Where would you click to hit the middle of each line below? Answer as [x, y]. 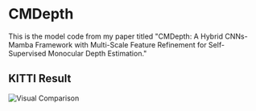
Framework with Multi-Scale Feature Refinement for [121, 44]
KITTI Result [40, 78]
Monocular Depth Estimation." [97, 53]
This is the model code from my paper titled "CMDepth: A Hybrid [116, 36]
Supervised [27, 53]
